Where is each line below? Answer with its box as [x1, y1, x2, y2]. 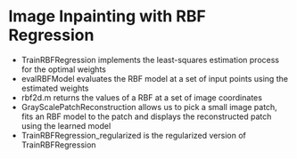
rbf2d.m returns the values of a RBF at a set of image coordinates [21, 91, 262, 103]
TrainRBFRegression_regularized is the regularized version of [21, 130, 247, 140]
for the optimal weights [21, 64, 106, 75]
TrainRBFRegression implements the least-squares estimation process [21, 54, 280, 65]
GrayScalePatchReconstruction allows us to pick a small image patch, [21, 101, 277, 112]
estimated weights [21, 83, 90, 93]
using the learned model [21, 120, 111, 131]
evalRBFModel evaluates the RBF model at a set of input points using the [21, 73, 289, 83]
